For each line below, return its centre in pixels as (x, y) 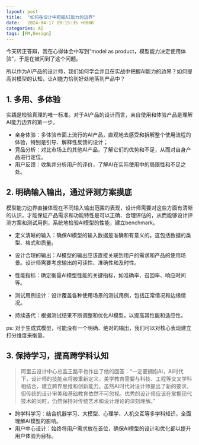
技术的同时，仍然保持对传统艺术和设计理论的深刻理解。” (88, 401)
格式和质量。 (41, 242)
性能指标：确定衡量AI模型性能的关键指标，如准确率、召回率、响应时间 (100, 275)
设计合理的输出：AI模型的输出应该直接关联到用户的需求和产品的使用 (98, 255)
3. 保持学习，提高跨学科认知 (57, 356)
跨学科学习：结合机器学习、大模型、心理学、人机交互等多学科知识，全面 (103, 414)
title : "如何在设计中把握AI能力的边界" (51, 17)
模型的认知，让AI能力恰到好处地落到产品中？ (71, 79)
